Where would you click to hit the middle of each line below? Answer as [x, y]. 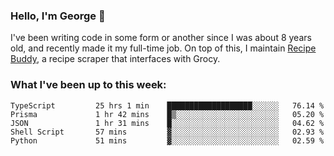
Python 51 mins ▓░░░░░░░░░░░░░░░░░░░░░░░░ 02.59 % [167, 140]
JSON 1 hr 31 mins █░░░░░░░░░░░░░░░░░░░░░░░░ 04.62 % [167, 123]
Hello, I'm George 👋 [58, 16]
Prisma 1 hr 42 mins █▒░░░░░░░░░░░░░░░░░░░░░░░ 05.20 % [167, 114]
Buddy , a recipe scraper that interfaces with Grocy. [115, 59]
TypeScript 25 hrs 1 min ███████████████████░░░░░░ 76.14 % [167, 105]
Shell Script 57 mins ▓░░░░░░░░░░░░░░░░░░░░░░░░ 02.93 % [167, 132]
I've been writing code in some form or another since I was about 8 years [161, 38]
